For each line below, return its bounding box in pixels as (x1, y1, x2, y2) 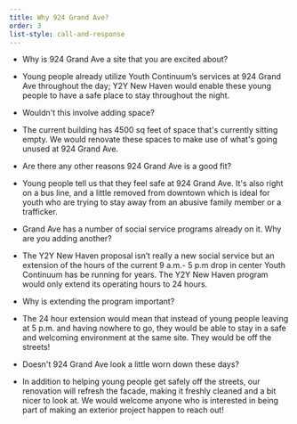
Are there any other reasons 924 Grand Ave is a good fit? (21, 161, 232, 172)
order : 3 (9, 21, 42, 30)
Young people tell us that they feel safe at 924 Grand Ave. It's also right (21, 178, 284, 189)
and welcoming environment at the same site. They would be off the (21, 332, 272, 343)
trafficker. (21, 207, 58, 217)
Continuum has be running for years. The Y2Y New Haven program (21, 269, 269, 281)
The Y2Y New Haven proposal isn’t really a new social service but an (21, 250, 275, 261)
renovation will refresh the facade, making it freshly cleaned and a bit (21, 386, 277, 396)
